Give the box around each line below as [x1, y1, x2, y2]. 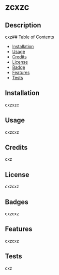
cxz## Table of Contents [5, 34, 54, 40]
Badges [5, 198, 29, 206]
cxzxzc [5, 102, 19, 108]
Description [5, 21, 41, 29]
